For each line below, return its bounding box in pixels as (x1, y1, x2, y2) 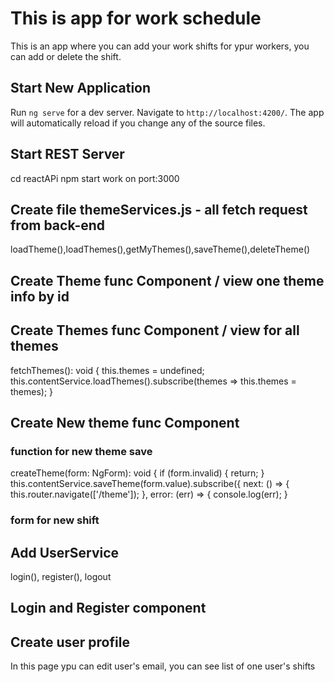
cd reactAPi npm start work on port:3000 (10, 172, 180, 184)
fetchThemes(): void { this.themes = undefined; (10, 364, 205, 376)
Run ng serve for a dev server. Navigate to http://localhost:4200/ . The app (10, 106, 325, 118)
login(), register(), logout (10, 571, 112, 582)
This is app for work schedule (10, 7, 262, 30)
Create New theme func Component (10, 414, 240, 431)
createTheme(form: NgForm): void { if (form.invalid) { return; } (10, 467, 265, 479)
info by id (10, 288, 70, 305)
